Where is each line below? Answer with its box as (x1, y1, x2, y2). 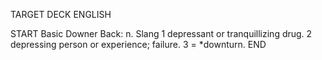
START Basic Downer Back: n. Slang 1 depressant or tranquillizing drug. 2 (10, 28, 313, 39)
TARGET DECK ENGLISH (10, 9, 112, 20)
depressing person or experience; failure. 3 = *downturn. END (10, 39, 267, 50)
